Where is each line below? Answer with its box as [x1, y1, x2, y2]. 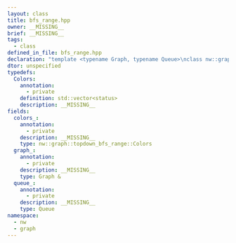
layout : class [7, 10, 49, 18]
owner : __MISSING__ [7, 23, 65, 30]
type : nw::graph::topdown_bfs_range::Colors [20, 141, 152, 148]
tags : [7, 36, 23, 43]
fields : [7, 108, 30, 115]
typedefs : [7, 69, 37, 76]
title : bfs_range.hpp [7, 17, 71, 24]
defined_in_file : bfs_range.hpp [7, 50, 102, 57]
